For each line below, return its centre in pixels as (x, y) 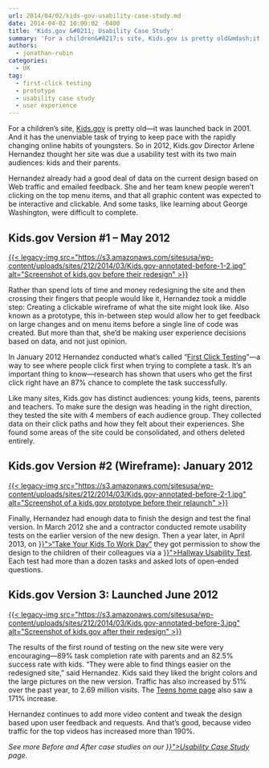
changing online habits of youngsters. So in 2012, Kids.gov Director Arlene (132, 146)
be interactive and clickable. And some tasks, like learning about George (128, 204)
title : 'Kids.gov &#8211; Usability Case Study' (91, 31)
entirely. (22, 440)
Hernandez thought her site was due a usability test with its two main (122, 155)
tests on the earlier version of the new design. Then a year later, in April (126, 535)
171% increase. (33, 698)
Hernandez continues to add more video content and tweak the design (125, 714)
